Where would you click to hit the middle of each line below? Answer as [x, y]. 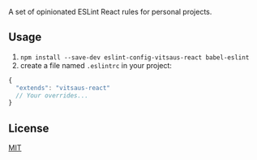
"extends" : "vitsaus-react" [63, 88]
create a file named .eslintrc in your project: [96, 65]
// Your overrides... [52, 95]
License [29, 128]
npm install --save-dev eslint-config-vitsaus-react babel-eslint [135, 57]
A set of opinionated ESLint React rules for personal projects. [110, 12]
